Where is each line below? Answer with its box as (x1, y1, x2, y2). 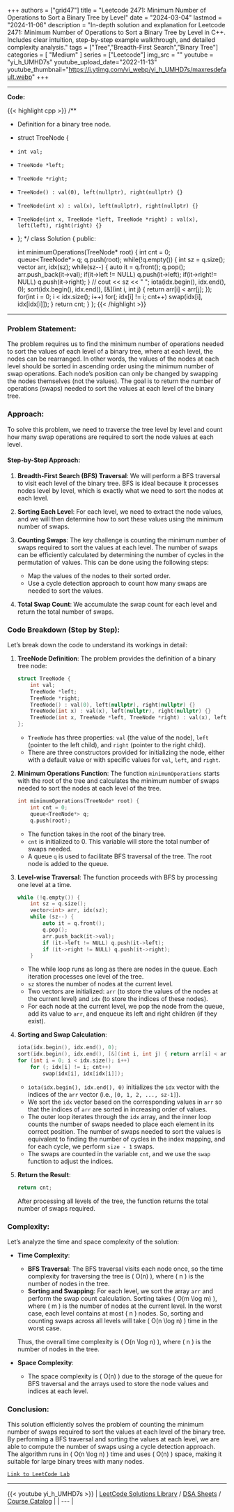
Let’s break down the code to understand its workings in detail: (7, 641, 188, 649)
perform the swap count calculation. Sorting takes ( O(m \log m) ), (27, 1294, 217, 1302)
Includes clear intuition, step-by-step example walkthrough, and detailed (7, 36, 216, 44)
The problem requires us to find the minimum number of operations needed (7, 340, 224, 348)
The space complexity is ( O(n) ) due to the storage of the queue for (27, 1371, 223, 1380)
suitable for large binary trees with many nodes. (7, 1457, 145, 1466)
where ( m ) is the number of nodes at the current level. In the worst (27, 1302, 222, 1310)
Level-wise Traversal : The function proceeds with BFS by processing (17, 873, 218, 881)
